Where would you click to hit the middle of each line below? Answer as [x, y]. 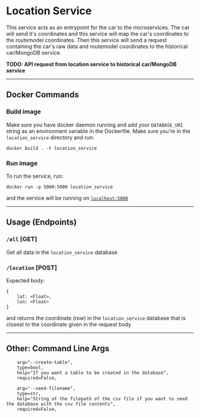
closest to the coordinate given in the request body [69, 324]
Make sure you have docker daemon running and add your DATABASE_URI [95, 125]
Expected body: [26, 280]
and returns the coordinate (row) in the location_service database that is [96, 318]
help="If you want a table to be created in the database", [93, 373]
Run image [22, 163]
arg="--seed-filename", [46, 388]
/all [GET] [22, 239]
